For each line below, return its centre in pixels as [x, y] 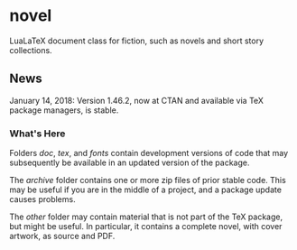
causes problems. [42, 199]
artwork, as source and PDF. [62, 236]
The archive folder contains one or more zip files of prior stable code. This [148, 181]
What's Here [37, 134]
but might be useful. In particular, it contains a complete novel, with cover [146, 227]
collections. [31, 50]
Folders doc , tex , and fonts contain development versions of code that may [149, 153]
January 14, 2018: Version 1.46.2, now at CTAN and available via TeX [137, 100]
